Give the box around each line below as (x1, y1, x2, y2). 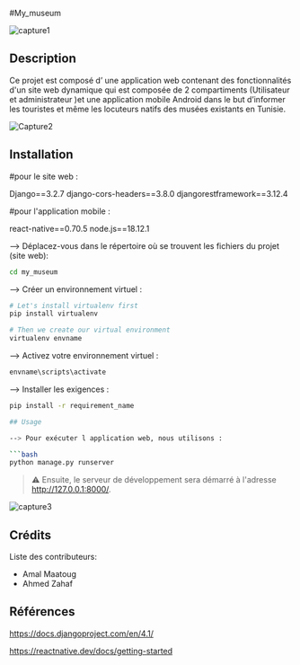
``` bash (9, 449, 39, 459)
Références (9, 604, 75, 619)
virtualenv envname (9, 334, 83, 343)
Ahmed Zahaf (22, 579, 74, 590)
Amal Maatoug (22, 569, 76, 580)
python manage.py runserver (9, 458, 115, 467)
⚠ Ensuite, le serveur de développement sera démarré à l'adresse (31, 474, 277, 485)
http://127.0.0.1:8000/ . (31, 484, 111, 495)
